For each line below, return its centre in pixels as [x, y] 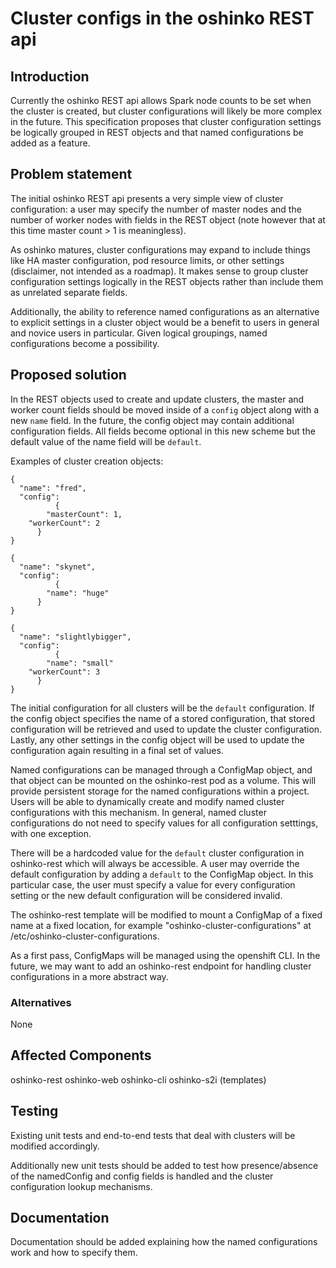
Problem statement [71, 174]
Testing [34, 1111]
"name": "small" [80, 663]
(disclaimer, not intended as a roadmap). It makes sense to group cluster [159, 271]
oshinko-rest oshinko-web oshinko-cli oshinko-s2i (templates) [138, 1079]
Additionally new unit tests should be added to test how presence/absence [164, 1165]
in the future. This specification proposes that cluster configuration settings [166, 121]
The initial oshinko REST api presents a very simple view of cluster [147, 198]
